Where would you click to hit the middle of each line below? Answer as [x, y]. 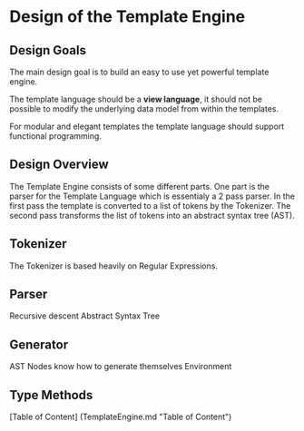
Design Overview [59, 165]
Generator [39, 344]
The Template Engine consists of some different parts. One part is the [140, 186]
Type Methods [51, 395]
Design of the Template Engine [127, 17]
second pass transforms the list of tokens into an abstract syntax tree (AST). [152, 215]
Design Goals [48, 50]
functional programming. [56, 136]
